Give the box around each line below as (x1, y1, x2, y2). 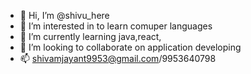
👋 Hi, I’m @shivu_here (19, 10, 110, 21)
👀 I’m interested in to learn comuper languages (19, 20, 213, 32)
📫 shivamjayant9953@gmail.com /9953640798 (19, 53, 217, 64)
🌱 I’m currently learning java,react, (19, 31, 162, 42)
